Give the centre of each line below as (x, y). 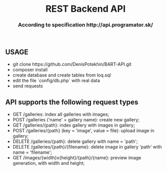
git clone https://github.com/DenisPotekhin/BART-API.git (72, 64)
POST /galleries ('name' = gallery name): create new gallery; (76, 120)
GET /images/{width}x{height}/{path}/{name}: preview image (77, 158)
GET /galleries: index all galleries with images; (61, 114)
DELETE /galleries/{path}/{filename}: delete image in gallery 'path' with (87, 147)
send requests (28, 86)
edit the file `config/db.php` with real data (56, 81)
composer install (30, 70)
